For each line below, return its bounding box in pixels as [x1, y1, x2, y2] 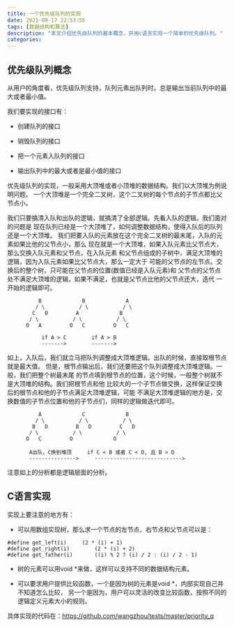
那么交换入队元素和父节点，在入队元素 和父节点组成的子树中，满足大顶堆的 [7, 249, 223, 257]
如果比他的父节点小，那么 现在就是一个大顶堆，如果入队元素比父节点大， [13, 239, 223, 248]
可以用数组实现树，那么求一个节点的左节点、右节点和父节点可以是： [17, 525, 213, 533]
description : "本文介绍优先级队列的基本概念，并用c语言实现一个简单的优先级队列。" [7, 29, 224, 37]
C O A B [32, 309, 123, 316]
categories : [7, 36, 42, 43]
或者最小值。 [13, 92, 50, 101]
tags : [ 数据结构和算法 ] [7, 23, 69, 30]
